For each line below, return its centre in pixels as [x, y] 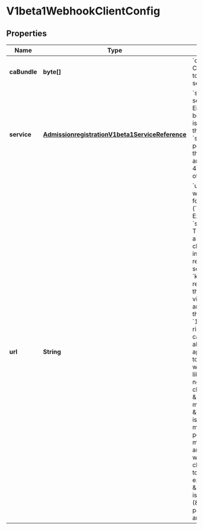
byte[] [52, 72]
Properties [27, 34]
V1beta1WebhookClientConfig [83, 11]
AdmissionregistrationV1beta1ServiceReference [115, 134]
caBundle [23, 72]
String [52, 352]
